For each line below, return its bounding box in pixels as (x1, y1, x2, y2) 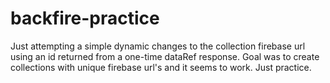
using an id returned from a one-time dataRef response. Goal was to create (10, 50, 320, 62)
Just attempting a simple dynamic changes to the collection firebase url (10, 40, 306, 52)
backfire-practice (10, 7, 160, 30)
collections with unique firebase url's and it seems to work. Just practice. (10, 61, 312, 73)
